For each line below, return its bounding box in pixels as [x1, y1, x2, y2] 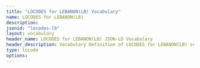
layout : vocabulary [6, 31, 55, 37]
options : [6, 53, 28, 59]
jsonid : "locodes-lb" [6, 25, 60, 31]
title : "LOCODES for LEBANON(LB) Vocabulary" [6, 8, 121, 15]
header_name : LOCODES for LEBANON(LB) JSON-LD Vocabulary [6, 36, 153, 42]
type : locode [6, 47, 39, 53]
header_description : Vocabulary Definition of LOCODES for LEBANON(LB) [6, 42, 187, 48]
